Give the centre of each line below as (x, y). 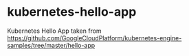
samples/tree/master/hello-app (51, 45)
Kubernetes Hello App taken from (54, 31)
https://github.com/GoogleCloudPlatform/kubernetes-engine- (94, 38)
